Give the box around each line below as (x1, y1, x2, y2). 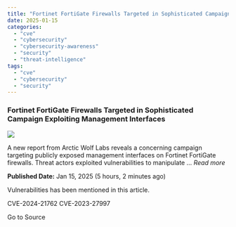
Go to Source (7, 212, 46, 221)
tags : (7, 63, 23, 70)
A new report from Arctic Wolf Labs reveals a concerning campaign (7, 143, 202, 152)
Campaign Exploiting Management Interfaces (7, 114, 166, 124)
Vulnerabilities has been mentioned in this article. (7, 186, 150, 194)
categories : (7, 23, 42, 30)
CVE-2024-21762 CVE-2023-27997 (7, 199, 111, 207)
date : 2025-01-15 (7, 17, 58, 24)
